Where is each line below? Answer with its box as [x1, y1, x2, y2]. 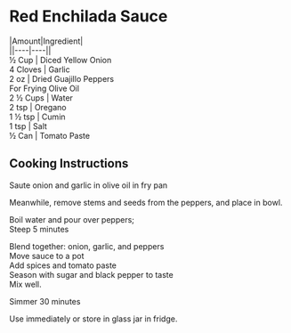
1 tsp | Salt [9, 120, 47, 131]
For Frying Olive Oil [9, 83, 80, 93]
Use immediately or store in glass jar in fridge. [9, 313, 178, 324]
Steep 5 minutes [9, 223, 69, 234]
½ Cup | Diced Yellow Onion [9, 54, 112, 65]
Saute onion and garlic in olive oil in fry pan [9, 180, 168, 191]
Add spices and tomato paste [9, 260, 117, 271]
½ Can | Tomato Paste [9, 130, 91, 141]
